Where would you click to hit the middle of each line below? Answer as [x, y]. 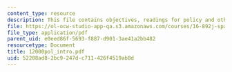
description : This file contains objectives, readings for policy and [111, 20]
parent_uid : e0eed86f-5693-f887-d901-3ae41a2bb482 [81, 39]
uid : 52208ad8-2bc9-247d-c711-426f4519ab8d [71, 58]
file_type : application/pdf [48, 33]
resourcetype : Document [41, 45]
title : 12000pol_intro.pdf [46, 52]
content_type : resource [41, 13]
